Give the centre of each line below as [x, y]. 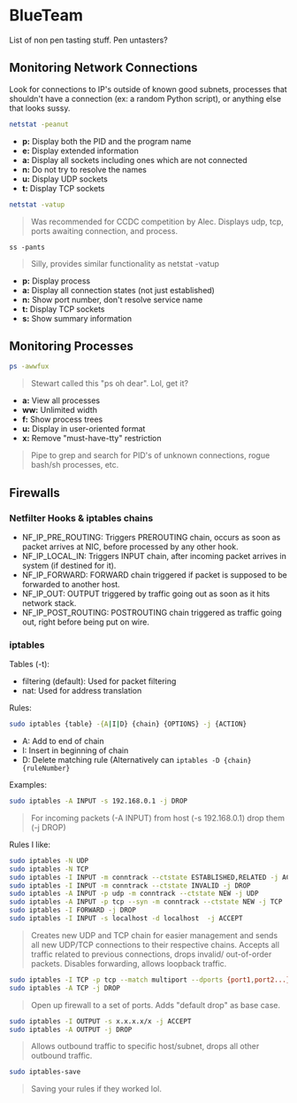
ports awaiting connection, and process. [104, 230]
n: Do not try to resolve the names [84, 169]
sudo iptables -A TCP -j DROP [65, 988]
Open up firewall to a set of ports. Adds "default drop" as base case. [156, 1005]
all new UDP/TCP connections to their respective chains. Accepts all [155, 944]
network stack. [49, 602]
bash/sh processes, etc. [75, 465]
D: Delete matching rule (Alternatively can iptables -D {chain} [137, 760]
